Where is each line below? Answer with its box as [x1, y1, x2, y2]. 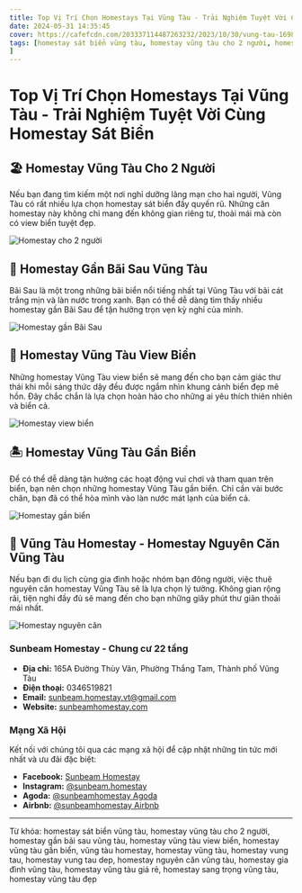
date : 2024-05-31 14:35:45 [9, 22, 111, 31]
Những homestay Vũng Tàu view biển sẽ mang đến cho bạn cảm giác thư [9, 371, 281, 383]
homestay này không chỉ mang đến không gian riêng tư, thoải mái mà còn [9, 208, 281, 219]
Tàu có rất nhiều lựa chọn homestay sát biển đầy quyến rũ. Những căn [9, 199, 270, 210]
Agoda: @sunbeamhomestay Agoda [22, 789, 158, 801]
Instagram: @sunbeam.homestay [22, 780, 147, 791]
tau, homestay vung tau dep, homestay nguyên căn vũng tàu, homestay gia [9, 854, 289, 865]
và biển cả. [9, 400, 50, 410]
